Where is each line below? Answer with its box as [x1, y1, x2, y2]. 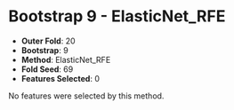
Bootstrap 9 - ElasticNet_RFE [8, 6, 226, 27]
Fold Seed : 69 [20, 64, 74, 75]
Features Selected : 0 [20, 73, 100, 83]
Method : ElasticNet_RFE [20, 54, 111, 65]
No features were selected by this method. [8, 90, 165, 101]
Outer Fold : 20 [20, 35, 77, 46]
